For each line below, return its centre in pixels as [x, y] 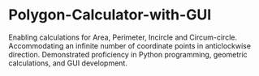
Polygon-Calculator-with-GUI [110, 15]
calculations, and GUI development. [68, 63]
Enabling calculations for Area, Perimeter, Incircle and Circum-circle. [123, 37]
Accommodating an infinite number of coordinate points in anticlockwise [130, 45]
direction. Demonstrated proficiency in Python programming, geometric [128, 54]
